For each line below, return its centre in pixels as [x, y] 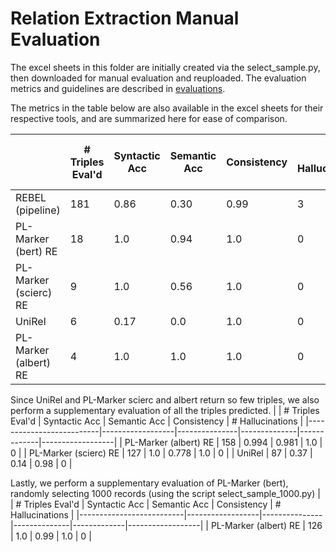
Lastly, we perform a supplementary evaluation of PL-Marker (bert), [149, 483]
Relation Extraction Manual [125, 18]
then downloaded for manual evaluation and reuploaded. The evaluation [158, 78]
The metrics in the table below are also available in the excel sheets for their [167, 108]
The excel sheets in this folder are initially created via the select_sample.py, [165, 67]
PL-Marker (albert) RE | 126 [266, 525]
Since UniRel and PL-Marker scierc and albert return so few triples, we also [165, 399]
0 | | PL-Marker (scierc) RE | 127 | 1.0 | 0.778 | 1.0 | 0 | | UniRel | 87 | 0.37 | [161, 453]
